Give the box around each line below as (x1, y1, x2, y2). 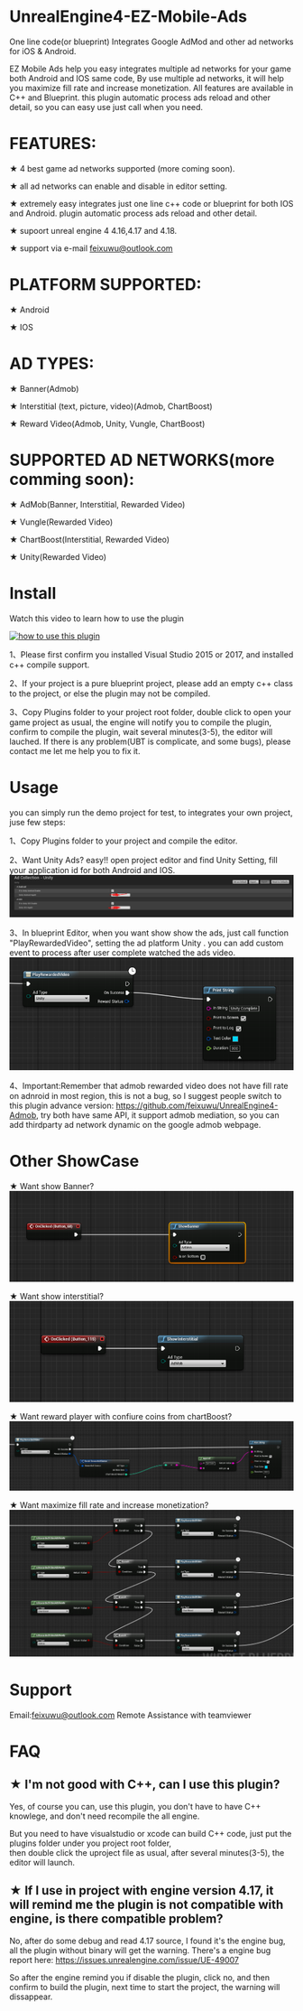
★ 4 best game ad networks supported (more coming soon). (9, 163, 235, 173)
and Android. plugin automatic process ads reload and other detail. (9, 208, 258, 219)
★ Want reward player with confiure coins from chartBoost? (9, 1410, 233, 1421)
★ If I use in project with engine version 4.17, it (9, 1883, 274, 1898)
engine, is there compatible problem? (9, 1912, 224, 1927)
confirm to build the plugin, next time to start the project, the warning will (9, 1981, 280, 1992)
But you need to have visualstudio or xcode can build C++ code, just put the (9, 1828, 292, 1839)
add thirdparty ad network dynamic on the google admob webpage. (9, 1120, 262, 1131)
